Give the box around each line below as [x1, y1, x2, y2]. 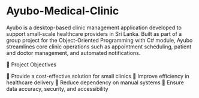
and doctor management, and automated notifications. [6, 49, 141, 56]
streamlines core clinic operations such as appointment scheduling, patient [6, 43, 192, 50]
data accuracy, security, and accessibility [6, 85, 109, 92]
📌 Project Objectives [6, 61, 57, 68]
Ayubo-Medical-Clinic [6, 4, 119, 18]
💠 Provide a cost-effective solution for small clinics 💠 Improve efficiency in [6, 72, 190, 79]
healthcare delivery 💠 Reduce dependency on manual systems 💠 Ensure [6, 79, 184, 86]
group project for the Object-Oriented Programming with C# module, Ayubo [6, 36, 193, 44]
